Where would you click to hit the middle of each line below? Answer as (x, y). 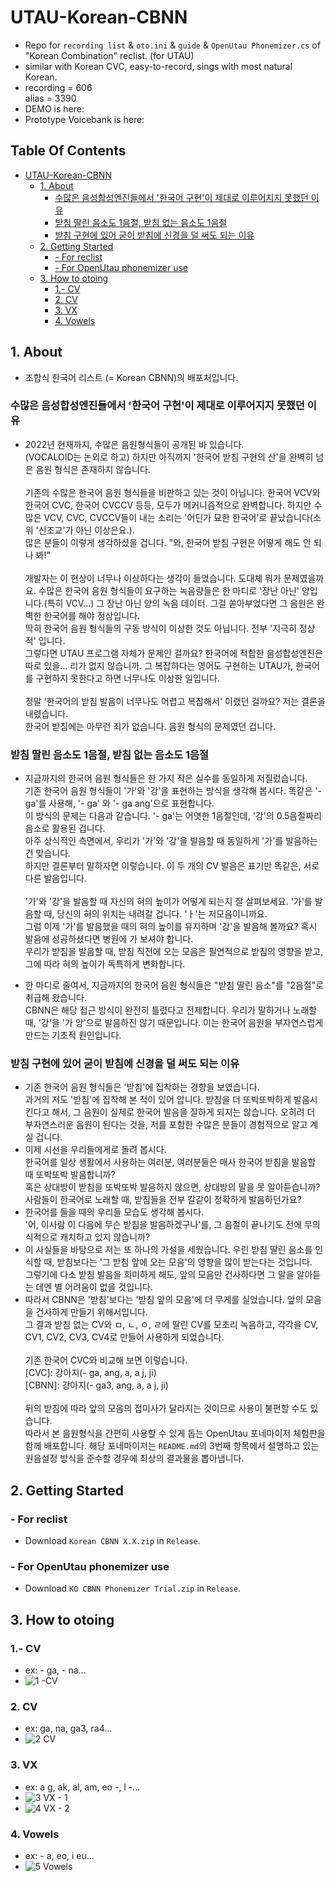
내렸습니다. (46, 713)
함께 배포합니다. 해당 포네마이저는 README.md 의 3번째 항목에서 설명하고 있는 (172, 1446)
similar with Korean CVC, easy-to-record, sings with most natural (158, 66)
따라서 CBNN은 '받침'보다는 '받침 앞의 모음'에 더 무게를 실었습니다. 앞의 (164, 1300)
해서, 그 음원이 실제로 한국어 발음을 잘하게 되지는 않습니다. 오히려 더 (183, 1112)
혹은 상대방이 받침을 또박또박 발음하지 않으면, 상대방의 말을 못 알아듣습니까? (172, 1187)
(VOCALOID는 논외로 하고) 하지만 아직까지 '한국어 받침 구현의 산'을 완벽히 (169, 457)
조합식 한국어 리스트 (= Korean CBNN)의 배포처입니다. (131, 377)
